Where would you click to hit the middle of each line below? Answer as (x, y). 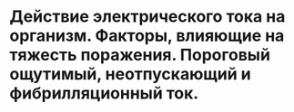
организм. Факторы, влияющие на (147, 36)
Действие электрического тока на (147, 17)
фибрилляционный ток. (104, 93)
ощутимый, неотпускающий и (131, 75)
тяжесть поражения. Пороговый (140, 55)
